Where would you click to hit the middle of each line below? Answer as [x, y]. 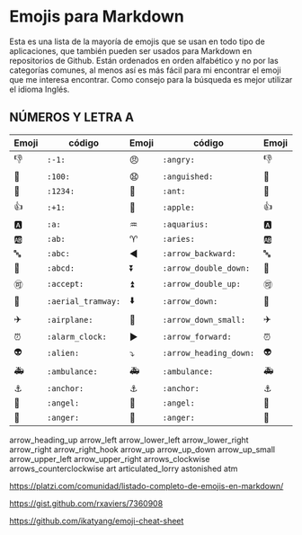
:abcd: [60, 268]
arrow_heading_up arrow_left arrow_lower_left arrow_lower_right [129, 440]
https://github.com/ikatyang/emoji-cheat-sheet [97, 521]
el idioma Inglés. [40, 89]
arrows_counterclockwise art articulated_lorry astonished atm [124, 468]
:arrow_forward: [197, 336]
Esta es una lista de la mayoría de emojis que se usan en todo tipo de [137, 41]
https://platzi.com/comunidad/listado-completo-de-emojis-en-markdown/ [147, 486]
